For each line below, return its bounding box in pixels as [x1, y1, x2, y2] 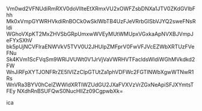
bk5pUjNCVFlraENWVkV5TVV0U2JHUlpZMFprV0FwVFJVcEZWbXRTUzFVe [6, 43, 195, 50]
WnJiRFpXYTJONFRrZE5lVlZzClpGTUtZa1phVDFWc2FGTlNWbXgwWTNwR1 [6, 69, 194, 75]
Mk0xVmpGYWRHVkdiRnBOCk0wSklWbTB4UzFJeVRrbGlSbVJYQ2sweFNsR [6, 18, 196, 24]
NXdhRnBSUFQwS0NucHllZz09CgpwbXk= [17, 88, 123, 94]
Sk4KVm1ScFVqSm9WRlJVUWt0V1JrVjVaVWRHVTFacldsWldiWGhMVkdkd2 [6, 56, 195, 63]
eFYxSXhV [6, 37, 33, 44]
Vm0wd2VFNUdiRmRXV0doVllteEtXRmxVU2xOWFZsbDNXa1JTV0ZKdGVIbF [6, 5, 196, 12]
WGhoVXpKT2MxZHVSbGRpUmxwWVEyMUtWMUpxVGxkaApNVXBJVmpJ [6, 30, 194, 38]
